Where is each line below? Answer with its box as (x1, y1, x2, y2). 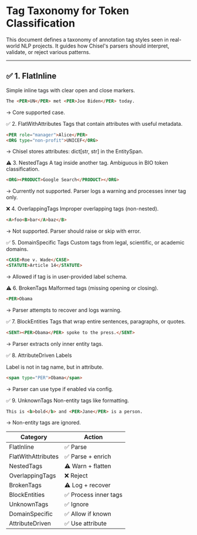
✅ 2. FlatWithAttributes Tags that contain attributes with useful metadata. (6, 120, 183, 127)
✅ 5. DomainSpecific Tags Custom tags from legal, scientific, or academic (6, 239, 185, 246)
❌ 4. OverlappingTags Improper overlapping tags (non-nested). (6, 205, 159, 212)
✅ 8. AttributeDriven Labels (6, 352, 72, 359)
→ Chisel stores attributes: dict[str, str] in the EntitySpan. (6, 148, 144, 155)
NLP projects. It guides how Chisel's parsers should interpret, (21, 42, 170, 49)
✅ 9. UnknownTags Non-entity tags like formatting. (6, 397, 130, 404)
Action (84, 433, 103, 442)
